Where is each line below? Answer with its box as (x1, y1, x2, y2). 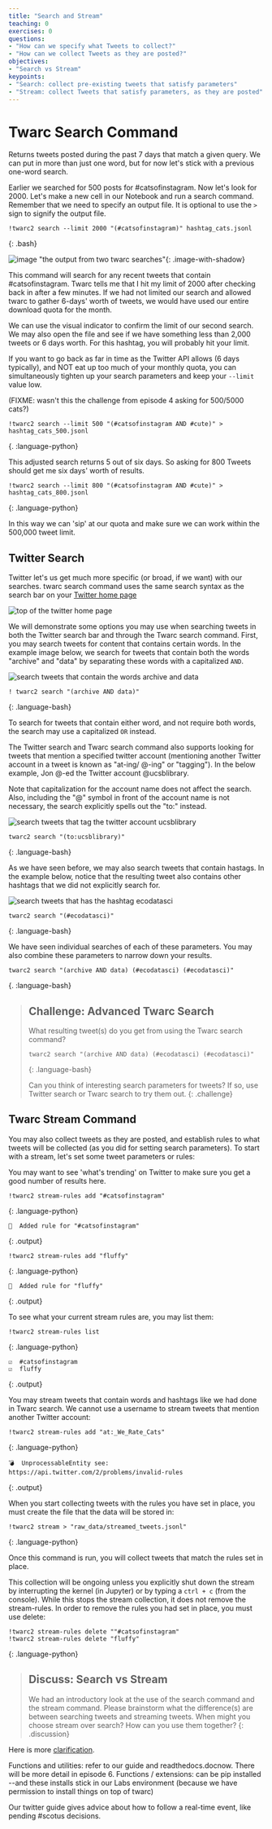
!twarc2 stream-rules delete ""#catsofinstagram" (8, 1627, 180, 1636)
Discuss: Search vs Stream (28, 1673, 168, 1686)
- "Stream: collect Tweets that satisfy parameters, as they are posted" (8, 87, 264, 96)
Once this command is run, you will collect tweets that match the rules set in (8, 1553, 264, 1563)
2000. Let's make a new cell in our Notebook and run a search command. (8, 191, 254, 201)
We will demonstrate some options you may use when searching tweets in (8, 622, 257, 631)
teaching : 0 (8, 20, 49, 28)
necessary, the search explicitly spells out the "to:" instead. (8, 802, 207, 811)
